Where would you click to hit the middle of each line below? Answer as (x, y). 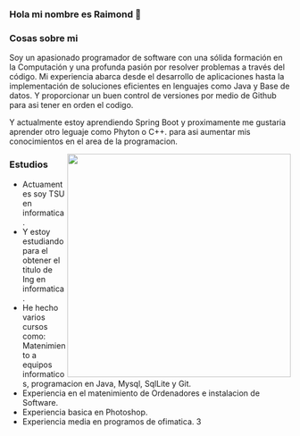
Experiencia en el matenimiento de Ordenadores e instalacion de (141, 393)
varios (34, 317)
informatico (43, 373)
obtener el (41, 260)
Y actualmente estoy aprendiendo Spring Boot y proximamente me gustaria (148, 122)
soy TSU (49, 193)
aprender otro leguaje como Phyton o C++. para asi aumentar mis (130, 132)
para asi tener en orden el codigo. (71, 105)
